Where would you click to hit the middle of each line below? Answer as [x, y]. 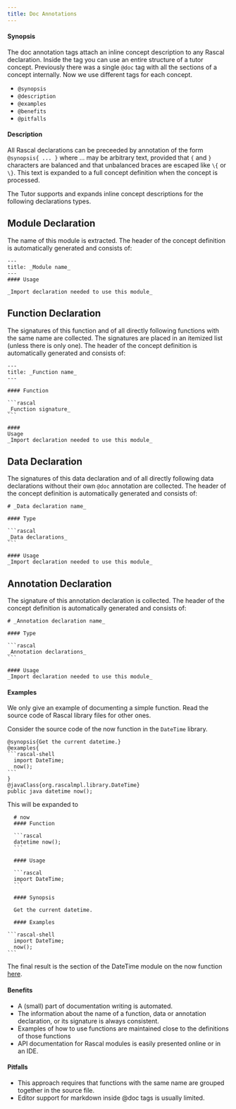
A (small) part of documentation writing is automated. [95, 1006]
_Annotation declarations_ [47, 652]
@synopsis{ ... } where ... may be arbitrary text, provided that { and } [110, 158]
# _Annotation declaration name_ [56, 621]
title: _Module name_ [39, 267]
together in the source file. [56, 1090]
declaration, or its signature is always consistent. [88, 1021]
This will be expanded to [43, 805]
